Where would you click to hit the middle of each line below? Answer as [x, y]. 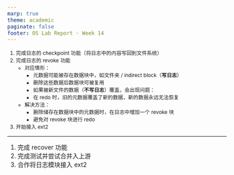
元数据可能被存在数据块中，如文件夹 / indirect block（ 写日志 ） [108, 76]
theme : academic [31, 20]
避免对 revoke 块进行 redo [64, 120]
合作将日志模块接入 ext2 [52, 165]
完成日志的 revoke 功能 [43, 61]
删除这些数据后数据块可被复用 [69, 83]
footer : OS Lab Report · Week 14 [56, 33]
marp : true [23, 14]
